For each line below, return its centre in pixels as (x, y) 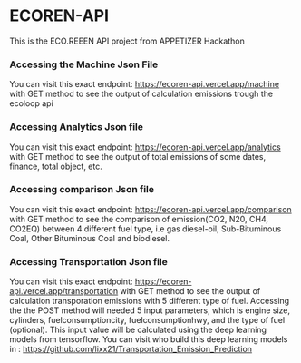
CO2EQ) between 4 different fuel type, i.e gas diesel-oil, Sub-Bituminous (146, 229)
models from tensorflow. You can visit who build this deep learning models (149, 339)
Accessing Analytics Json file (76, 127)
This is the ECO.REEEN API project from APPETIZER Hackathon (127, 41)
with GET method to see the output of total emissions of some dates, (137, 156)
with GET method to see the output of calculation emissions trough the (141, 94)
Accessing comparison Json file (82, 190)
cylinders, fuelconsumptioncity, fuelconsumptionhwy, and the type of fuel (147, 320)
